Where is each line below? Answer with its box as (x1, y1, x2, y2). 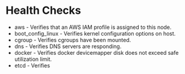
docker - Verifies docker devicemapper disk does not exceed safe (14, 49, 179, 56)
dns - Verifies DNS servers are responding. (14, 43, 122, 50)
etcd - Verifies (14, 61, 51, 69)
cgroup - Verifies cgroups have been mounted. (14, 36, 131, 43)
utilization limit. (14, 55, 52, 63)
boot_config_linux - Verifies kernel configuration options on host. (14, 29, 176, 37)
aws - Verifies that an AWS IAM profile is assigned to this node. (14, 23, 172, 31)
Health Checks (5, 4, 81, 17)
